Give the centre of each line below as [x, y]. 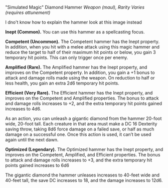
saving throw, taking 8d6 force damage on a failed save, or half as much [80, 129]
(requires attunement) [28, 12]
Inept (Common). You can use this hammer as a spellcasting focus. [75, 32]
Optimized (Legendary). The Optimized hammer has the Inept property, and [84, 149]
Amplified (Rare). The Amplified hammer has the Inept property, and [76, 67]
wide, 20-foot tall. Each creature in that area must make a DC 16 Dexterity [81, 124]
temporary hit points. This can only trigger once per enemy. [67, 57]
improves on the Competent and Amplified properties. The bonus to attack [82, 98]
